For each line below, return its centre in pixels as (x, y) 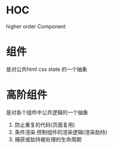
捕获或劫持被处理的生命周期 (48, 139)
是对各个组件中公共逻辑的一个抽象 (47, 112)
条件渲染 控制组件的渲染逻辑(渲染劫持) (61, 132)
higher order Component (36, 26)
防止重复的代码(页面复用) (45, 125)
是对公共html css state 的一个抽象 (47, 69)
